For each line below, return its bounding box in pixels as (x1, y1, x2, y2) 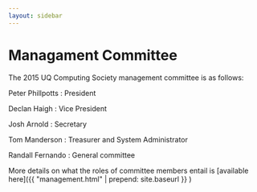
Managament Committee (8, 46, 178, 64)
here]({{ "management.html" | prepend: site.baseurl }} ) (8, 174, 192, 184)
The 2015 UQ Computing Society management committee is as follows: (8, 73, 244, 82)
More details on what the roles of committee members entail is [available (8, 166, 249, 175)
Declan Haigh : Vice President (8, 103, 107, 113)
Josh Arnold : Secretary (8, 119, 87, 129)
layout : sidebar (8, 11, 63, 20)
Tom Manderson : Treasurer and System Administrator (8, 134, 189, 144)
